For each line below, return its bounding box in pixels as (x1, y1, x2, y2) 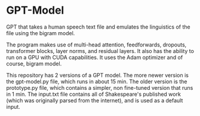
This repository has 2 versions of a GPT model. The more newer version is (6, 71, 189, 79)
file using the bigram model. (6, 29, 75, 36)
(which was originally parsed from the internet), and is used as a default (6, 96, 183, 104)
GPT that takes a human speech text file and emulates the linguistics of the (6, 23, 190, 30)
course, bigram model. (6, 60, 62, 67)
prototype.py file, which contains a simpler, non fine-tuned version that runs (6, 84, 193, 91)
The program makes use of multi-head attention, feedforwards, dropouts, (6, 41, 187, 48)
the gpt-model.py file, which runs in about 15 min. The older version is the (6, 78, 187, 85)
